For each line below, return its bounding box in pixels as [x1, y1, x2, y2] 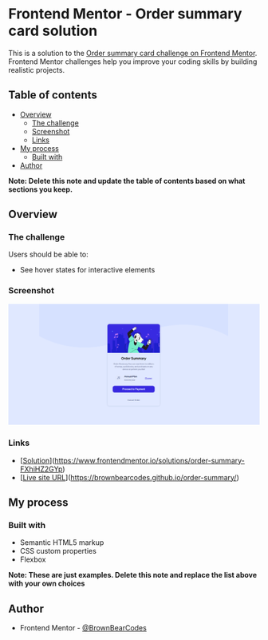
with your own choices [8, 578, 85, 588]
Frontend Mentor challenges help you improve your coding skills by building [8, 57, 258, 66]
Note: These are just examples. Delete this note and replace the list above [8, 570, 258, 580]
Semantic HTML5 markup [19, 538, 104, 547]
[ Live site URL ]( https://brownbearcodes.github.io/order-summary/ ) [19, 472, 239, 482]
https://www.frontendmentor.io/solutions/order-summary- [54, 455, 245, 465]
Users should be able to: [8, 249, 89, 260]
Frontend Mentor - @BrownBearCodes [19, 623, 148, 633]
